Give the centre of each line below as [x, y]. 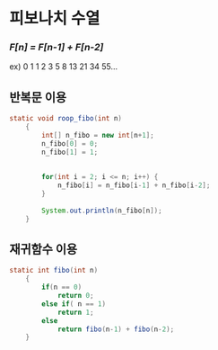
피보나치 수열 [55, 18]
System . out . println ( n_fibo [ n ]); [102, 211]
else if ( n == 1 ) [74, 304]
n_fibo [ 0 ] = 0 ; [70, 144]
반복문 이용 [38, 97]
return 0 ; [75, 296]
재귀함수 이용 [44, 250]
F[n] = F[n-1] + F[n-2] [57, 48]
